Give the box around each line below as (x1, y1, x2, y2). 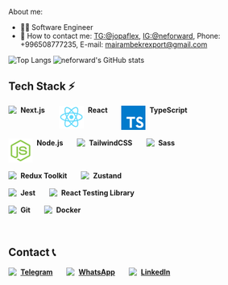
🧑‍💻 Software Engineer (19, 23, 93, 31)
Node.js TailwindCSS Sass (35, 137, 176, 148)
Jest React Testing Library (19, 187, 135, 197)
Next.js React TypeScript (19, 105, 188, 115)
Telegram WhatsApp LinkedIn (19, 266, 171, 277)
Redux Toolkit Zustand (19, 170, 122, 180)
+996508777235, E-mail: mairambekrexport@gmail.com (19, 40, 208, 49)
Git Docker (19, 205, 81, 215)
